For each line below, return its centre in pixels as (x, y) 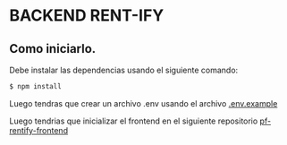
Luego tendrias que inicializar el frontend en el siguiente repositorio (134, 121)
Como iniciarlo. (53, 49)
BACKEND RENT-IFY (87, 16)
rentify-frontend (39, 130)
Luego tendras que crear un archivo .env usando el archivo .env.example (143, 103)
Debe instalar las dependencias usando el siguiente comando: (124, 70)
